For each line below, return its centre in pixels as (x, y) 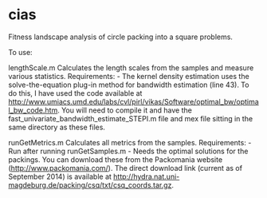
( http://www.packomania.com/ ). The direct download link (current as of (126, 168)
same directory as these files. (57, 127)
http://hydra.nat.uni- (146, 176)
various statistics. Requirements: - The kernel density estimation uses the (129, 76)
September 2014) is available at (60, 176)
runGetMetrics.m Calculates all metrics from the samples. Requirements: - (130, 142)
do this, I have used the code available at (75, 93)
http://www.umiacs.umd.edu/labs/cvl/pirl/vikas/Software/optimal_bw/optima (133, 101)
